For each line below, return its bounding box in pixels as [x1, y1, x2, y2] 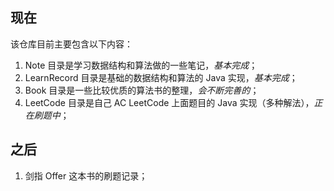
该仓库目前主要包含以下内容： [10, 38, 133, 50]
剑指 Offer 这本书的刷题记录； [24, 169, 148, 182]
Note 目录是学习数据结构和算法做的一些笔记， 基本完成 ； [24, 59, 258, 71]
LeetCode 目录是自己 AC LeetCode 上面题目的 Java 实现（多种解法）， [24, 96, 315, 108]
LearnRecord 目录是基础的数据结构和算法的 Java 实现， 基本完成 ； [24, 71, 298, 83]
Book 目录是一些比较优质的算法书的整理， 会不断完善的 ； [24, 84, 260, 96]
